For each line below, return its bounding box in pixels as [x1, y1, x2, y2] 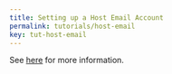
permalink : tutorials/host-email [9, 22, 136, 31]
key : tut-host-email [9, 30, 88, 39]
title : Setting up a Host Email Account [9, 13, 165, 23]
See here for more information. [9, 55, 125, 66]
